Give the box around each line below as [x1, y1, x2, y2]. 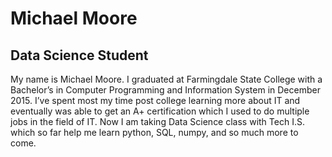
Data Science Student [10, 47, 149, 64]
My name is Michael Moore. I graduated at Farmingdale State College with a [10, 73, 323, 85]
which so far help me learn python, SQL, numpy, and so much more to [10, 127, 299, 138]
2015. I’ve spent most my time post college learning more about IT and [10, 95, 301, 106]
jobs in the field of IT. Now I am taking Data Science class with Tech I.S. [10, 116, 305, 127]
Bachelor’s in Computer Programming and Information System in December [10, 84, 321, 96]
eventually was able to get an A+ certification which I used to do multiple [10, 105, 310, 117]
